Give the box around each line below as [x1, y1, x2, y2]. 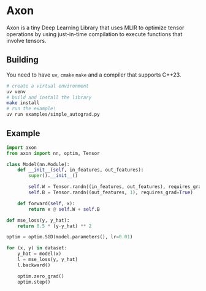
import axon [6, 145, 37, 151]
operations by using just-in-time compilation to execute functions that [6, 30, 183, 37]
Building [6, 55, 39, 65]
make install [6, 100, 40, 106]
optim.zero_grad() [17, 273, 64, 279]
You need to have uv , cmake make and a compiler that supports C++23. [6, 71, 181, 78]
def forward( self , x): [17, 200, 75, 206]
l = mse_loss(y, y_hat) [17, 257, 78, 263]
